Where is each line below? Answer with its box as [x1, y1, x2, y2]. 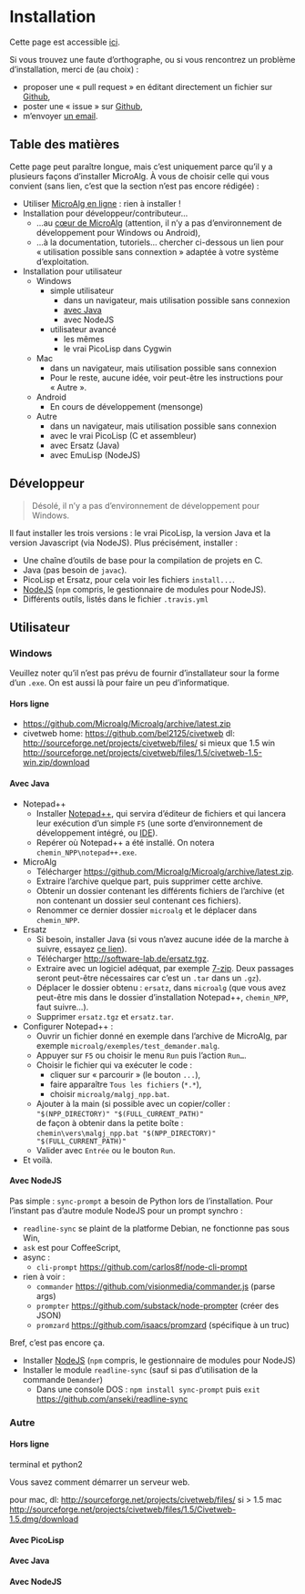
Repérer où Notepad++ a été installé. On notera [36, 837, 215, 848]
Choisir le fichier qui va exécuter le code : [36, 1059, 193, 1071]
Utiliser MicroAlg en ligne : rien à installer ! [22, 198, 182, 208]
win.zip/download [22, 757, 90, 768]
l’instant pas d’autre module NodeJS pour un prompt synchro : [9, 1204, 243, 1216]
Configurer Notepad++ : [22, 1020, 114, 1031]
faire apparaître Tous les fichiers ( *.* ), [49, 1079, 202, 1090]
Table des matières [9, 137, 120, 152]
